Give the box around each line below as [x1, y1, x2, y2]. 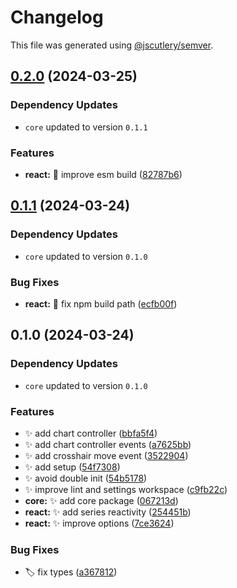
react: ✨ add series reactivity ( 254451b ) [24, 506, 192, 518]
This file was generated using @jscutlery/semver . [10, 39, 214, 51]
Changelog [10, 6, 104, 29]
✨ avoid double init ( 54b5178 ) [24, 472, 148, 484]
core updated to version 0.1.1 [24, 121, 148, 133]
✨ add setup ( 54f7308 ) [24, 461, 121, 473]
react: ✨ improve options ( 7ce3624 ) [24, 517, 175, 529]
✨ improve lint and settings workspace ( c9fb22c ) [24, 483, 228, 495]
